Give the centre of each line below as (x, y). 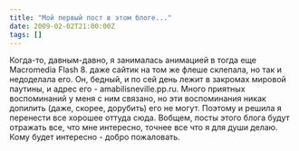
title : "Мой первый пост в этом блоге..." (91, 18)
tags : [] (26, 34)
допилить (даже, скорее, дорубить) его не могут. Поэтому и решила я (146, 109)
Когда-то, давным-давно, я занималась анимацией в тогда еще (133, 61)
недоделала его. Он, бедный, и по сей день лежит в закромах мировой (148, 80)
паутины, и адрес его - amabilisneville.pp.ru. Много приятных (128, 89)
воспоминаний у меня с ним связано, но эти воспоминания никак (138, 99)
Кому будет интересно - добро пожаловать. (95, 137)
